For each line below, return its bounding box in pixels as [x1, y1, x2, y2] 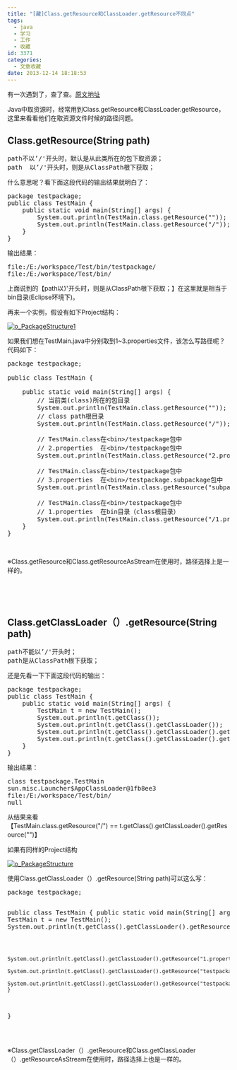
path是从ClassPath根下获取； [7, 657, 99, 665]
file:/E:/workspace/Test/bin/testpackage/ [7, 263, 157, 271]
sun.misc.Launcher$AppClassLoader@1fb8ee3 [7, 784, 157, 793]
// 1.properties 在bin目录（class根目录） [37, 508, 180, 516]
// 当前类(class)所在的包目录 [37, 397, 130, 405]
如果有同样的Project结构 [7, 846, 78, 854]
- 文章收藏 [13, 63, 42, 70]
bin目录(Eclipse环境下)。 [7, 293, 79, 301]
